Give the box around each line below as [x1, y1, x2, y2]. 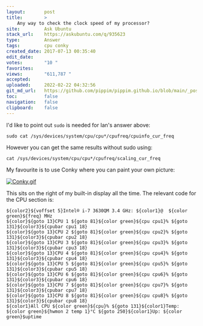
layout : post [6, 8, 56, 15]
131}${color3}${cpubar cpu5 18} [6, 266, 88, 272]
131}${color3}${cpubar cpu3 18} [6, 245, 88, 251]
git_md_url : [6, 88, 36, 94]
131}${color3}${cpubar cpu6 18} [6, 276, 88, 282]
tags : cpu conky [6, 43, 69, 49]
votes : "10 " [6, 59, 59, 65]
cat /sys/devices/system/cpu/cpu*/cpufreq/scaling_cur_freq [6, 155, 161, 161]
